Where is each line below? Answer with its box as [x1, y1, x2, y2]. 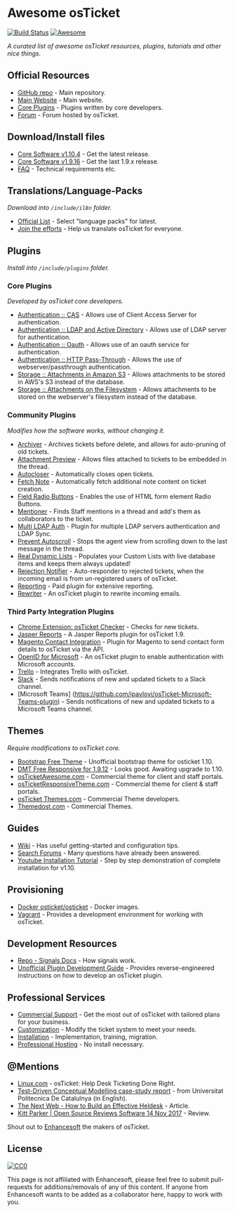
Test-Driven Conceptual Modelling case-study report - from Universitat [17, 1087, 224, 1095]
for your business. [17, 1018, 70, 1026]
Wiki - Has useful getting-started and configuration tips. [17, 841, 180, 849]
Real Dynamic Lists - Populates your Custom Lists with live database [17, 551, 215, 560]
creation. [17, 485, 43, 493]
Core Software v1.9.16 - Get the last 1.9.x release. [17, 157, 159, 166]
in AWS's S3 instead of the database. [17, 378, 125, 386]
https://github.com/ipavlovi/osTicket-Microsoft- [74, 690, 212, 698]
